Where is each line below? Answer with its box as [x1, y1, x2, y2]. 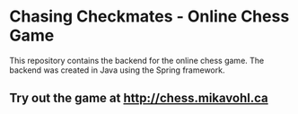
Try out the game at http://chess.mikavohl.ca [9, 91, 268, 106]
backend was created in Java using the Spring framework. [9, 65, 225, 75]
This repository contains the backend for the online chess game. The [9, 55, 265, 66]
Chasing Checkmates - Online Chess [9, 6, 290, 27]
